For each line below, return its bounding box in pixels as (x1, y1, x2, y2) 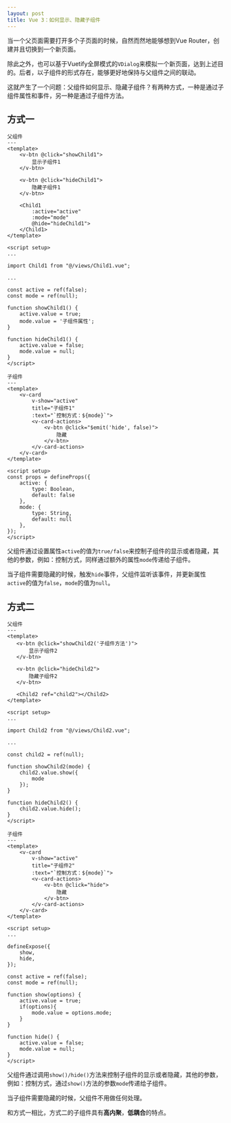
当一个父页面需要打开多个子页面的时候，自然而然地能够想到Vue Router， (7, 36, 214, 45)
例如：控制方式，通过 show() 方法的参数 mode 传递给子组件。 (7, 1079, 170, 1088)
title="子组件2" (32, 862, 76, 870)
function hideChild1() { (7, 336, 78, 343)
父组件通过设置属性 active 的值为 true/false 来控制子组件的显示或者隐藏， (7, 547, 213, 555)
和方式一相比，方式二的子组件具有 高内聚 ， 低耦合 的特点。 (7, 1109, 170, 1117)
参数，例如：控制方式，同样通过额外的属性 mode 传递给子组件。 (19, 556, 195, 564)
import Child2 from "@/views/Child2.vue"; (7, 727, 131, 734)
